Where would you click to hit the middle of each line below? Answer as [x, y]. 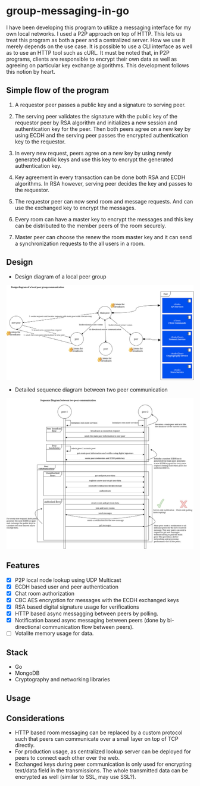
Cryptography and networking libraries [62, 679]
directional [28, 627]
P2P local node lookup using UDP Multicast [68, 580]
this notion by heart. [31, 71]
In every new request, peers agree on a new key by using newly [93, 153]
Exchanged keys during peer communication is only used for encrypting [103, 764]
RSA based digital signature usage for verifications [77, 607]
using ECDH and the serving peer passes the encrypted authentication [101, 135]
